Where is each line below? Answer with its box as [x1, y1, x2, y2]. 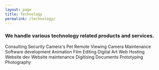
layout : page [5, 7, 32, 12]
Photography [5, 59, 31, 65]
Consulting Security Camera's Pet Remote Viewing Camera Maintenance [5, 44, 151, 49]
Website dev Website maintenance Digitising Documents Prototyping [5, 54, 143, 60]
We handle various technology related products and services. [5, 32, 155, 39]
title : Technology [5, 12, 42, 17]
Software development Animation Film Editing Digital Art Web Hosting [5, 48, 145, 54]
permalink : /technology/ [5, 16, 56, 21]
